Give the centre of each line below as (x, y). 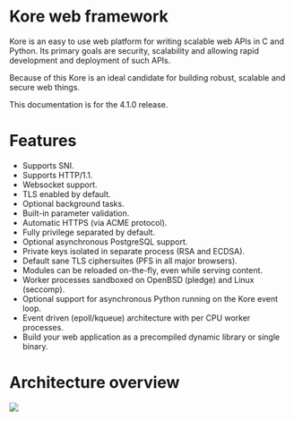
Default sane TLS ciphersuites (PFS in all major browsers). (130, 261)
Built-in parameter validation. (76, 213)
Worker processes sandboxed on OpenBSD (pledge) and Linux (138, 279)
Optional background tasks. (73, 203)
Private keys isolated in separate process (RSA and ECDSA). (133, 251)
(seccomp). (43, 289)
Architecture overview (95, 383)
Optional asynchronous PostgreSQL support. (105, 241)
